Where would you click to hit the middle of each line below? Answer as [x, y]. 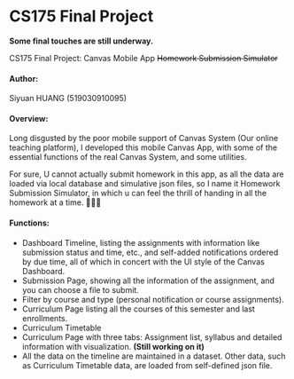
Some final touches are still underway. [81, 41]
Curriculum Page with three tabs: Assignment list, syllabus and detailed [152, 337]
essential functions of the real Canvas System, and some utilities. [128, 157]
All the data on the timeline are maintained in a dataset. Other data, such [154, 356]
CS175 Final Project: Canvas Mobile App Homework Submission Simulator [144, 58]
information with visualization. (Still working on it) [113, 346]
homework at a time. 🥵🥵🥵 [55, 202]
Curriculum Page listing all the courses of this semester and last [138, 309]
